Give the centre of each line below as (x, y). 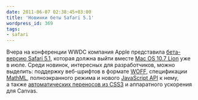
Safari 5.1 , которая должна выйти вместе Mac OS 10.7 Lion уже (109, 59)
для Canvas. (22, 91)
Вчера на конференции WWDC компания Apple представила (86, 52)
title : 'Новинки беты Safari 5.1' (50, 18)
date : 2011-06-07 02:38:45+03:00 (49, 12)
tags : (13, 29)
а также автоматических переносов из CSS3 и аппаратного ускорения (99, 84)
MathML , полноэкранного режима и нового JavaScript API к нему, (93, 78)
